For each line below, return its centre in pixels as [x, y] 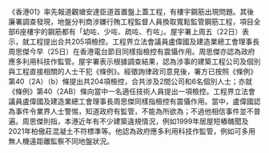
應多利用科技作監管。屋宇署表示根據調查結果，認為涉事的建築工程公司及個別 [134, 61]
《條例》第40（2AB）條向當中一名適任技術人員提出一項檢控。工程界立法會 [132, 91]
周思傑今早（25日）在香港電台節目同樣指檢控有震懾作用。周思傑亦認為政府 [132, 51]
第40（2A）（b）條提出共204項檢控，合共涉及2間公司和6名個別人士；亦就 [130, 81]
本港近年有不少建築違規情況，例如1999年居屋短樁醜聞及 [156, 121]
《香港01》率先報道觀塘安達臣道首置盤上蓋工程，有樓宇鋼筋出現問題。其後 [131, 12]
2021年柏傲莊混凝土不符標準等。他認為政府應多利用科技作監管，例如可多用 [132, 131]
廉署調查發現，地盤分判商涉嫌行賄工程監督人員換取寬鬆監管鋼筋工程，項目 [131, 22]
